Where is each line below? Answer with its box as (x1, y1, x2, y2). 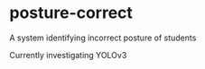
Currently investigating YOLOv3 (9, 49, 127, 60)
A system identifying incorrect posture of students (9, 32, 197, 43)
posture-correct (9, 3, 134, 23)
